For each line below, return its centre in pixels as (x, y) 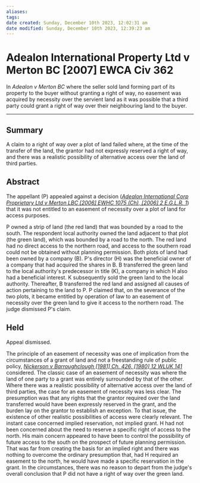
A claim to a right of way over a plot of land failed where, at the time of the (97, 144)
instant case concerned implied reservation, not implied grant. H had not (95, 423)
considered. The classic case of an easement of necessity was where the (96, 372)
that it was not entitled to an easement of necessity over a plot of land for (96, 209)
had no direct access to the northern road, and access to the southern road (99, 246)
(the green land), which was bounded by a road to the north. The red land (96, 239)
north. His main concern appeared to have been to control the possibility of (98, 435)
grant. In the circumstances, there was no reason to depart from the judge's (99, 467)
